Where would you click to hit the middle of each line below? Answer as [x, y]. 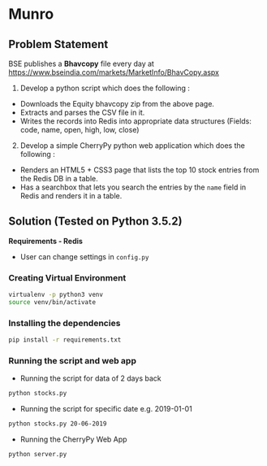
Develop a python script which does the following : [105, 88]
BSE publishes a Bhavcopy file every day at [81, 63]
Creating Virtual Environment [67, 277]
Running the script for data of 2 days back [90, 378]
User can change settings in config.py [84, 256]
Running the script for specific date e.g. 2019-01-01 [106, 409]
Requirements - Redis [46, 241]
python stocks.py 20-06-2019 [58, 424]
